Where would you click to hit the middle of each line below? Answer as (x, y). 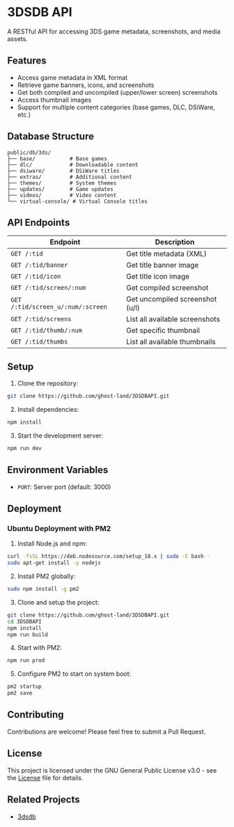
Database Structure (50, 137)
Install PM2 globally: (46, 576)
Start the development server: (60, 435)
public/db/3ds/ (29, 153)
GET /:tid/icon (36, 277)
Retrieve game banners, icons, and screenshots (86, 85)
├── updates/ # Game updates (60, 189)
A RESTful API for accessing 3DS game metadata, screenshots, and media (114, 31)
